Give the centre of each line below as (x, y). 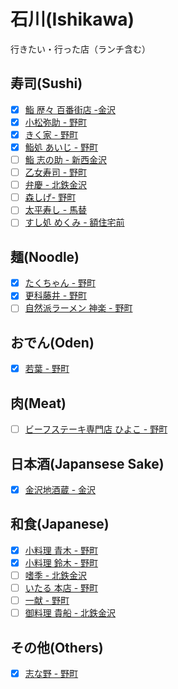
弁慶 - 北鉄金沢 (56, 185)
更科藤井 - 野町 (56, 296)
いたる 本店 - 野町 (61, 588)
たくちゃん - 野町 (60, 283)
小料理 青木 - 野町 (61, 550)
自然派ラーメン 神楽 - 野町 (78, 308)
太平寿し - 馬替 (56, 210)
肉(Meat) (38, 403)
